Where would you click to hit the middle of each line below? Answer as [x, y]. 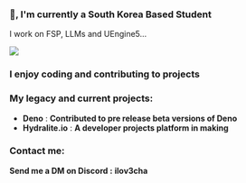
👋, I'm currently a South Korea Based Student [111, 14]
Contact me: [37, 151]
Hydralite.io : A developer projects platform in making [125, 128]
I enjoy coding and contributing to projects [105, 74]
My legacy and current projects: [81, 98]
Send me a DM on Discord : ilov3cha [79, 170]
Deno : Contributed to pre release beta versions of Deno [130, 118]
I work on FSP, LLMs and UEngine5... [78, 34]
